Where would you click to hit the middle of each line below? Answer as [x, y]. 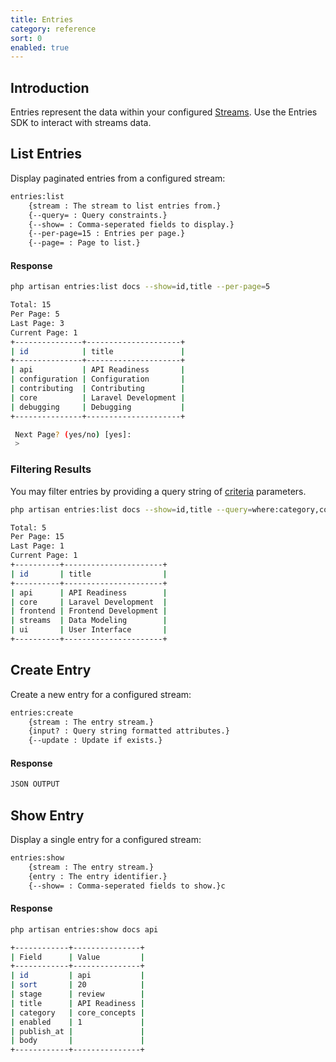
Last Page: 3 [37, 323]
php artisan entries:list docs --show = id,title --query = [131, 509]
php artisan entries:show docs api [84, 929]
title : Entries [42, 19]
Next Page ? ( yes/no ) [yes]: [73, 434]
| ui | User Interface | [89, 630]
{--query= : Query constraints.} [98, 215]
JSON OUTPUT [35, 784]
